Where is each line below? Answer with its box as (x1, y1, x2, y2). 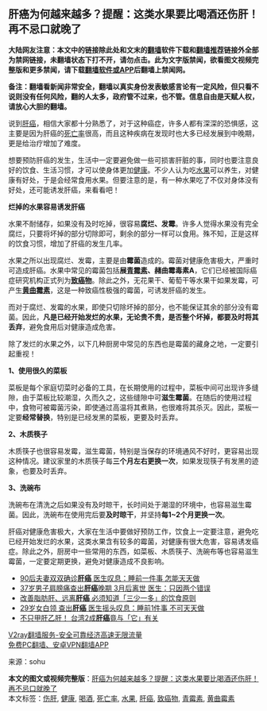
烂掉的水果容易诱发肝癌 (8, 202, 85, 211)
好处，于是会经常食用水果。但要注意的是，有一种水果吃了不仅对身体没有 (21, 175, 259, 184)
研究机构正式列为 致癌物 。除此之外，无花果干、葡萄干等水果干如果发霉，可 (14, 275, 259, 284)
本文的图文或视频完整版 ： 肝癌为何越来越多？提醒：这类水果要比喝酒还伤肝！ (8, 674, 259, 683)
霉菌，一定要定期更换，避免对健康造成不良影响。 (8, 556, 168, 566)
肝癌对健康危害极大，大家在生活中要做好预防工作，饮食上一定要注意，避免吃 (8, 527, 259, 536)
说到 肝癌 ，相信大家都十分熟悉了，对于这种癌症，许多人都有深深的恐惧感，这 (8, 118, 259, 128)
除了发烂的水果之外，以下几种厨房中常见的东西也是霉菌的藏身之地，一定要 (8, 338, 252, 348)
